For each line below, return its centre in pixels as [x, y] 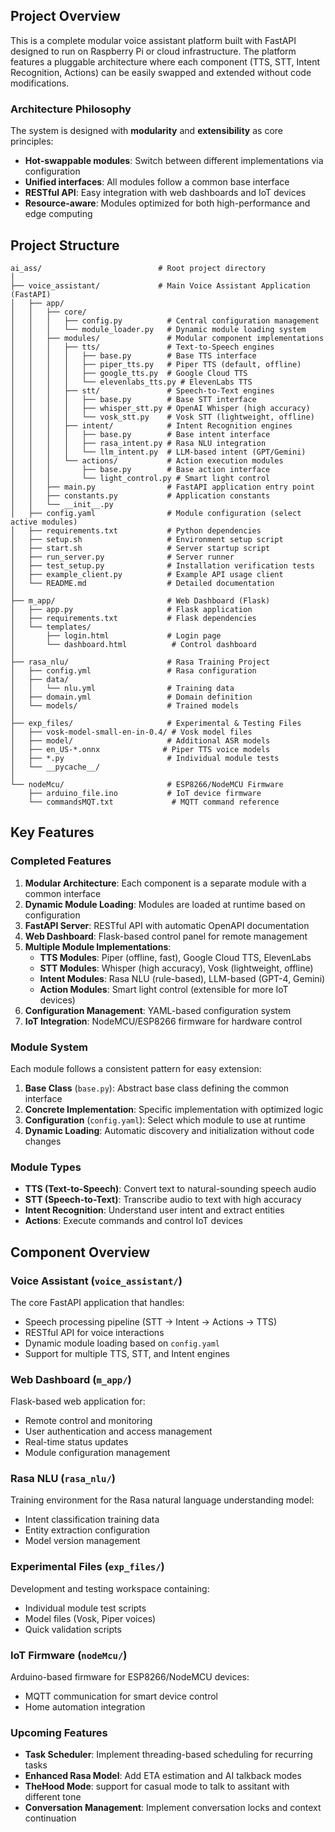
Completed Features [61, 861]
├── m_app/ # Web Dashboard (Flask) [140, 600]
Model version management [82, 1541]
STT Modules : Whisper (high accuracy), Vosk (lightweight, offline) [176, 968]
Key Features [52, 832]
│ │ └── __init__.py [62, 504]
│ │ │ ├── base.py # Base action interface [140, 469]
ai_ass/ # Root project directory [138, 268]
